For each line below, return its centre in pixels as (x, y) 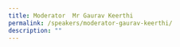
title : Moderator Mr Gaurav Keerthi (71, 16)
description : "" (35, 30)
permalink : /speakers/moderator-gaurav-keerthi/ (90, 23)
